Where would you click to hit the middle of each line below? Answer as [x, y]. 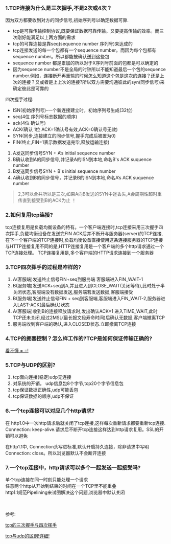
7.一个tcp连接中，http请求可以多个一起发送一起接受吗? [73, 467]
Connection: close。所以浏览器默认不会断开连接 [56, 453]
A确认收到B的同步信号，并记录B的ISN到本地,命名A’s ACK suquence [83, 178]
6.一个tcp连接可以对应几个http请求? [50, 411]
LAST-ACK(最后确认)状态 [43, 305]
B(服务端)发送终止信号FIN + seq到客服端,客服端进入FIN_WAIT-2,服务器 [87, 298]
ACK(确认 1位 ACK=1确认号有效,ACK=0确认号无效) [65, 129]
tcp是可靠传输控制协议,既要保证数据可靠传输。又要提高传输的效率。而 [86, 31]
